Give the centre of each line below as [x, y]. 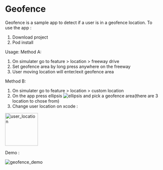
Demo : [12, 152]
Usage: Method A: [23, 52]
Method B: [15, 81]
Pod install [23, 42]
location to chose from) [36, 101]
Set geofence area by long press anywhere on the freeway [71, 66]
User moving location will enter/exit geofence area [63, 71]
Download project [30, 37]
